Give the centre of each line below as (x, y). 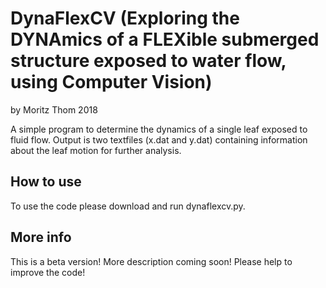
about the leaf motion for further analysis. (96, 150)
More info (41, 237)
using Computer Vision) (111, 82)
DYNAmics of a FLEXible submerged (165, 39)
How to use (46, 182)
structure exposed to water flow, (148, 61)
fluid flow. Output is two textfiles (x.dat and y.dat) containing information (159, 139)
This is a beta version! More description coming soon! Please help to (151, 261)
